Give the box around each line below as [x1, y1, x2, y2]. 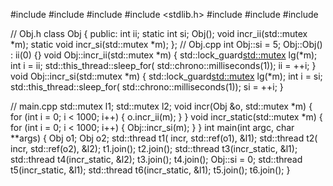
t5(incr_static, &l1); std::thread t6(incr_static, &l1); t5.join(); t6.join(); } [10, 164, 291, 176]
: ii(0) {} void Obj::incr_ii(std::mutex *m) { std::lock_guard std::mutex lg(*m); [10, 49, 318, 61]
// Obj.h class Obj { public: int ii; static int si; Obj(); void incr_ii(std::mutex [10, 28, 308, 39]
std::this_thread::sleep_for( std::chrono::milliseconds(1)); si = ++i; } [10, 81, 284, 93]
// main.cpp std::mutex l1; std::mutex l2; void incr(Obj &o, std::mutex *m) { [10, 100, 313, 112]
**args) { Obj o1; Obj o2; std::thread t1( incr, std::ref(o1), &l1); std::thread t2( [10, 132, 318, 144]
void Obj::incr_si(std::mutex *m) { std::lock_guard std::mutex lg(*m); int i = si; [10, 70, 323, 82]
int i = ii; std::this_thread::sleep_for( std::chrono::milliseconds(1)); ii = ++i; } [10, 60, 317, 71]
